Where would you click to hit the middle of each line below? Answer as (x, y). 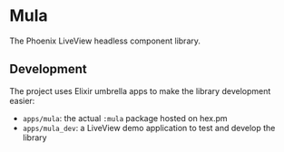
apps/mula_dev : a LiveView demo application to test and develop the (149, 128)
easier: (22, 100)
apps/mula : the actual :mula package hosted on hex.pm (125, 118)
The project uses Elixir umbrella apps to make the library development (140, 90)
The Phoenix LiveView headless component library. (105, 41)
